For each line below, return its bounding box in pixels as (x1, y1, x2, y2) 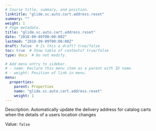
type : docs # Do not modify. (5, 52, 67, 58)
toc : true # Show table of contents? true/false (5, 48, 109, 53)
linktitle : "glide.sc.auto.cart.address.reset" (5, 12, 105, 17)
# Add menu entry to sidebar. (5, 62, 67, 66)
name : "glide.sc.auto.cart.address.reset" (14, 88, 102, 93)
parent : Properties (14, 84, 54, 89)
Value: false (5, 121, 31, 127)
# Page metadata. (5, 25, 41, 30)
